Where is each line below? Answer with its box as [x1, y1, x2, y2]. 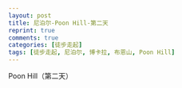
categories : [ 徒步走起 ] [8, 41, 82, 49]
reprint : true [8, 26, 56, 34]
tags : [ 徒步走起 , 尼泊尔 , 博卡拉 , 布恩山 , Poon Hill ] [8, 48, 176, 56]
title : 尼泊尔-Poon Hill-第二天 [8, 19, 109, 27]
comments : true [8, 33, 59, 42]
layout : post [8, 11, 52, 20]
